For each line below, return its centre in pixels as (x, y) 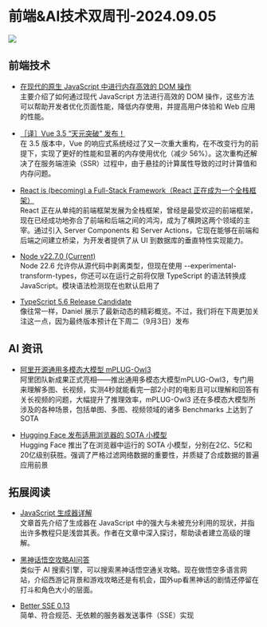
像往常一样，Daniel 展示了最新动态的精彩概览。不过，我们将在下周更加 (136, 311)
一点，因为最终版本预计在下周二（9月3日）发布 (112, 321)
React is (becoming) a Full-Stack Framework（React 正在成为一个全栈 (134, 190)
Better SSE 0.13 (45, 606)
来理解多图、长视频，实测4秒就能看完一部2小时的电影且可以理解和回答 (136, 389)
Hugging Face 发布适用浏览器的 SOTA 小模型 (93, 435)
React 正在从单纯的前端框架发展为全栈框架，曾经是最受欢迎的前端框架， (138, 210)
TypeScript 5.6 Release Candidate (76, 301)
